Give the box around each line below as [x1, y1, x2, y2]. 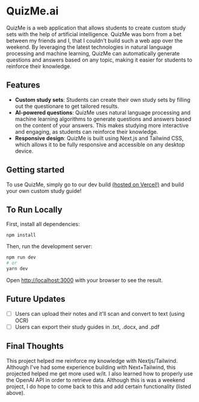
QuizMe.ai [6, 4, 59, 18]
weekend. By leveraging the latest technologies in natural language [6, 43, 173, 51]
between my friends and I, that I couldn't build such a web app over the [6, 37, 183, 44]
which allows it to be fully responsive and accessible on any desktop [14, 140, 185, 148]
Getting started [6, 165, 65, 175]
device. [14, 147, 34, 154]
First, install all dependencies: [6, 221, 80, 228]
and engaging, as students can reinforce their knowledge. [14, 128, 158, 135]
